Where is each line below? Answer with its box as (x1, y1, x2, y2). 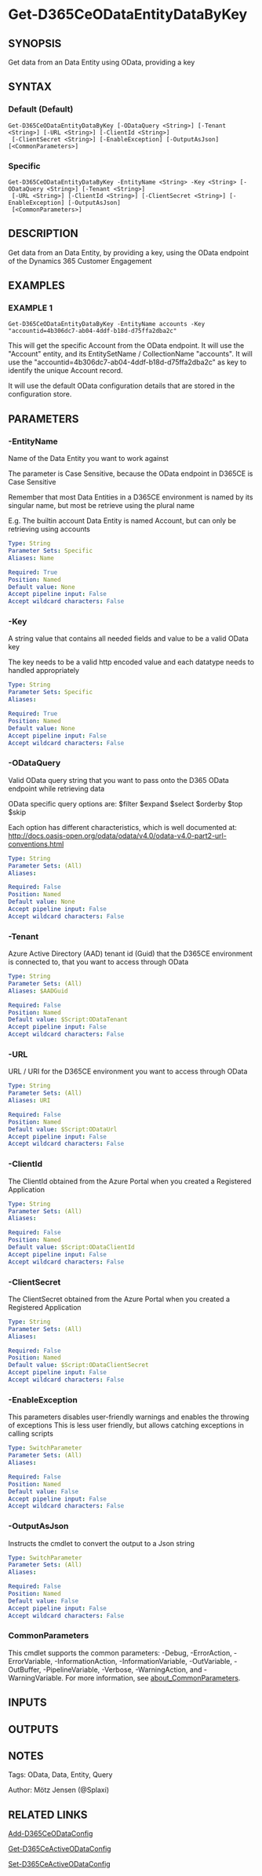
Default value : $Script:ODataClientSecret (8, 1361, 149, 1370)
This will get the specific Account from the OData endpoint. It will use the (8, 341, 245, 350)
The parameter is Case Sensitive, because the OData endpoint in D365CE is (8, 469, 253, 478)
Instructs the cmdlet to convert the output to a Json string (8, 1538, 195, 1548)
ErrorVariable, (8, 1656, 53, 1666)
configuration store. (8, 389, 72, 399)
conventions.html (8, 839, 64, 849)
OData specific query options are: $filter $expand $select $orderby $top (8, 799, 243, 808)
